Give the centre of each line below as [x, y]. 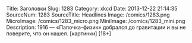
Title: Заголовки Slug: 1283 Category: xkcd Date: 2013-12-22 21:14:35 [92, 9]
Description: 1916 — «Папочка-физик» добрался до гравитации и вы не [96, 27]
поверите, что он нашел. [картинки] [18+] [59, 34]
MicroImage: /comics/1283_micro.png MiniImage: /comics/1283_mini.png [96, 21]
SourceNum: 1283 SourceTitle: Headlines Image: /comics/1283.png [88, 15]
